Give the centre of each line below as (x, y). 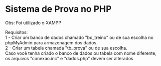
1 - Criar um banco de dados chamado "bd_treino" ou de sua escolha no (79, 37)
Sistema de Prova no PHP (59, 9)
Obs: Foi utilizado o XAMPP (33, 23)
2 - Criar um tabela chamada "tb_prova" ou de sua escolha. (66, 48)
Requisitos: (17, 32)
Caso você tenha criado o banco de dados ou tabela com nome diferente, (81, 53)
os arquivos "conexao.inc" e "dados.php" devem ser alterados (69, 58)
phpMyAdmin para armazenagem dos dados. (52, 42)
